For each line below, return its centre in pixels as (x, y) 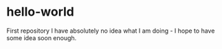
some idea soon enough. (42, 37)
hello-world (41, 12)
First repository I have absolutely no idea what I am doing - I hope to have (111, 31)
